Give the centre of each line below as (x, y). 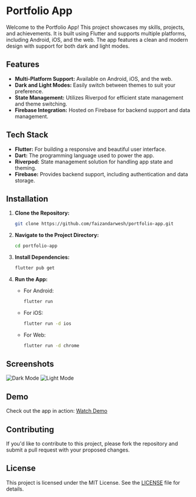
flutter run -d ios (48, 323)
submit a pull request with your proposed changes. (68, 450)
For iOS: (33, 312)
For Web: (35, 335)
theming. (25, 168)
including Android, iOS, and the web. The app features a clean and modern (97, 40)
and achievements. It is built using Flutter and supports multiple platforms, (96, 33)
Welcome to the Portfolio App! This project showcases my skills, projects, (95, 27)
